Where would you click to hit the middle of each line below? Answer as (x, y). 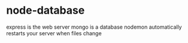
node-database (46, 10)
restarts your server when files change (54, 33)
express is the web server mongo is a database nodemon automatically (94, 27)
